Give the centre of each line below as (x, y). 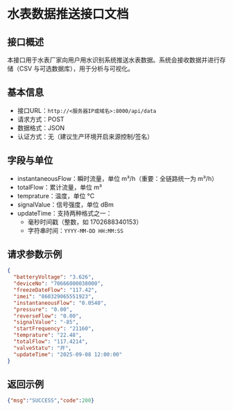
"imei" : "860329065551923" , (54, 296)
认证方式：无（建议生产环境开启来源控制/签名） (85, 137)
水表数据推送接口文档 (68, 14)
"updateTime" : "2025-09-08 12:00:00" (68, 354)
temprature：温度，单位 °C (56, 195)
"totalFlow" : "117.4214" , (51, 342)
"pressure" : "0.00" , (43, 309)
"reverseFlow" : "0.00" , (48, 316)
